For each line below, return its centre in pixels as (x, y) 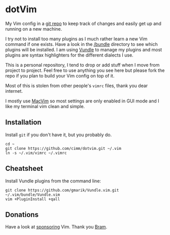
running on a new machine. (34, 29)
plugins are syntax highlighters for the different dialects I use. (69, 55)
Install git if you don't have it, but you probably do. (59, 135)
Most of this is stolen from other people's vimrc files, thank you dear (77, 86)
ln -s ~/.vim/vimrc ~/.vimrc (36, 153)
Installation (23, 123)
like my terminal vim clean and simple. (45, 106)
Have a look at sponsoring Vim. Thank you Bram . (56, 227)
